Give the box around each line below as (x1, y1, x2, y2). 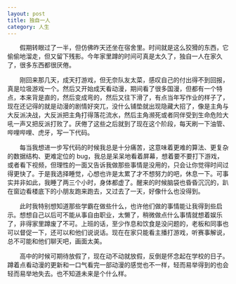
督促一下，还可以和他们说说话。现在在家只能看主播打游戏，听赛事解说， (19, 229, 229, 237)
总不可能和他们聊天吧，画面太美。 (7, 237, 106, 245)
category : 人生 (7, 23, 50, 30)
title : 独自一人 (7, 17, 51, 24)
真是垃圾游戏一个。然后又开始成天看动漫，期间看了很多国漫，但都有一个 (7, 85, 216, 93)
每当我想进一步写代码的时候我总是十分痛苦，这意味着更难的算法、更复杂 (20, 143, 229, 151)
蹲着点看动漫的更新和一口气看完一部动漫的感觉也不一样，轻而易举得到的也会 (7, 261, 229, 269)
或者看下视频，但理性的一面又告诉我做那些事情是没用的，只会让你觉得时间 (7, 161, 223, 169)
